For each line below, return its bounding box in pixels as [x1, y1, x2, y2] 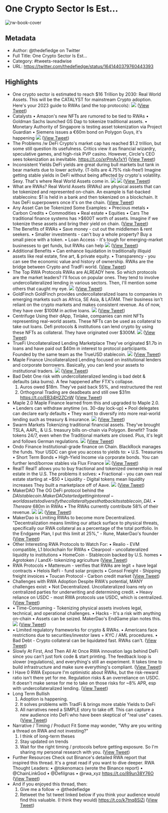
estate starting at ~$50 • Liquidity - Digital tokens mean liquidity [12, 476, 145, 482]
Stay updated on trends [19, 738, 68, 744]
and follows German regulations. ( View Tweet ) [12, 438, 114, 444]
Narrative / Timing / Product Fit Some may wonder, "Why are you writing [12, 722, 162, 728]
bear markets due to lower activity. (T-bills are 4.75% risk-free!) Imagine [12, 167, 161, 173]
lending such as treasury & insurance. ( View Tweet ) [12, 416, 125, 422]
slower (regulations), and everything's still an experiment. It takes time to [12, 658, 162, 664]
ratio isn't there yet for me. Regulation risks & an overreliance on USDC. [12, 674, 160, 680]
